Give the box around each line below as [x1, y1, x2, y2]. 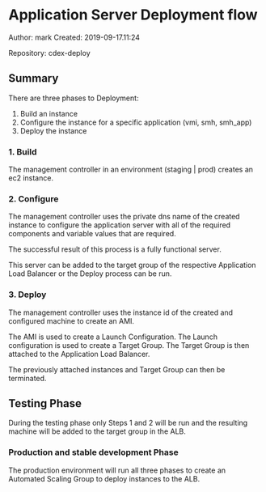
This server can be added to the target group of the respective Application [8, 261, 256, 270]
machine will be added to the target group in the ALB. [8, 426, 186, 436]
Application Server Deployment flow [8, 6, 258, 24]
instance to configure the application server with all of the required [8, 220, 231, 230]
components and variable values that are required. [8, 229, 176, 239]
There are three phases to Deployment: [8, 93, 139, 103]
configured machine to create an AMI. [8, 316, 135, 325]
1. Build [8, 146, 38, 157]
